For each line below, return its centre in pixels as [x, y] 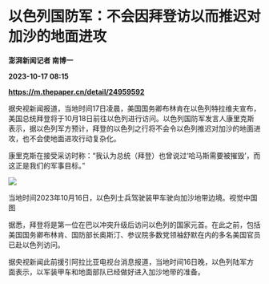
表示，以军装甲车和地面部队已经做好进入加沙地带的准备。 [110, 272]
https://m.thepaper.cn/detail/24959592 [76, 91]
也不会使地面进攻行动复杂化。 [71, 138]
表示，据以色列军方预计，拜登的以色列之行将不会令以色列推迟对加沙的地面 [131, 128]
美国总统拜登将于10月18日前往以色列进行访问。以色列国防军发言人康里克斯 [131, 118]
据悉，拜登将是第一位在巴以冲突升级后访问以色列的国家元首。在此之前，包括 [134, 225]
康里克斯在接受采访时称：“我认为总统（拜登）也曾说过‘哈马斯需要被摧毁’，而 [134, 155]
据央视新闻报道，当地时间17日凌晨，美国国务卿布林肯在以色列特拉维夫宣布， [134, 108]
